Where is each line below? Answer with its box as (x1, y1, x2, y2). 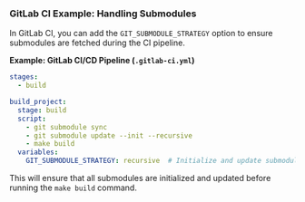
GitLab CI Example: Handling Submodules (9, 7, 197, 20)
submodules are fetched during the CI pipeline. (9, 37, 186, 48)
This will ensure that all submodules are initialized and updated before (9, 173, 271, 184)
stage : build (17, 105, 67, 115)
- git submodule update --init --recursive (25, 130, 193, 140)
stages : (9, 72, 39, 82)
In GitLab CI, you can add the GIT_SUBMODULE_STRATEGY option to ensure (9, 28, 274, 39)
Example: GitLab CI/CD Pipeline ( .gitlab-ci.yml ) (9, 55, 195, 66)
